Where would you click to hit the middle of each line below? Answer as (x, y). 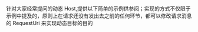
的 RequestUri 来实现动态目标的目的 (49, 23)
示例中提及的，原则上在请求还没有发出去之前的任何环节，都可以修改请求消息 (99, 16)
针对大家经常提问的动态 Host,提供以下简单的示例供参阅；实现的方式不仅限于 (98, 8)
